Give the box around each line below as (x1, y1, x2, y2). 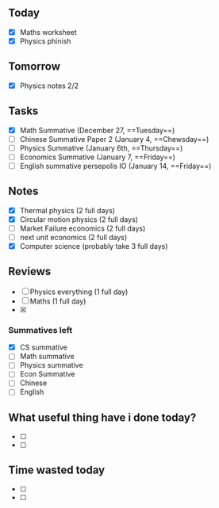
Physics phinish (19, 36, 71, 46)
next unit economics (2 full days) (19, 232, 128, 242)
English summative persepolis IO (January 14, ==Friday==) (19, 161, 212, 170)
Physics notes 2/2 (19, 81, 79, 90)
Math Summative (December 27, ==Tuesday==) (19, 125, 175, 135)
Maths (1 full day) (29, 296, 86, 306)
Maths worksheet (19, 27, 77, 36)
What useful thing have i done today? (8, 411, 197, 424)
